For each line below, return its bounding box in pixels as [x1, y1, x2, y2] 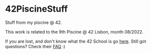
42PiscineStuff [5, 3, 68, 15]
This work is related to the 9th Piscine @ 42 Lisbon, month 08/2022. [5, 29, 144, 35]
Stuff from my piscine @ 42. [5, 19, 62, 25]
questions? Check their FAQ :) [5, 43, 65, 49]
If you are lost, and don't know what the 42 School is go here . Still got [5, 38, 147, 44]
